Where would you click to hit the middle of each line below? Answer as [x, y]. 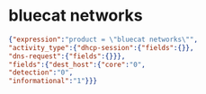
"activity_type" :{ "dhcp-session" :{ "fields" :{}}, [101, 47]
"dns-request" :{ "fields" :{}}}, [67, 56]
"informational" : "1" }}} [53, 81]
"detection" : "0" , [41, 73]
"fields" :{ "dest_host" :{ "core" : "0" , [77, 64]
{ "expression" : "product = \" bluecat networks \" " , [103, 39]
